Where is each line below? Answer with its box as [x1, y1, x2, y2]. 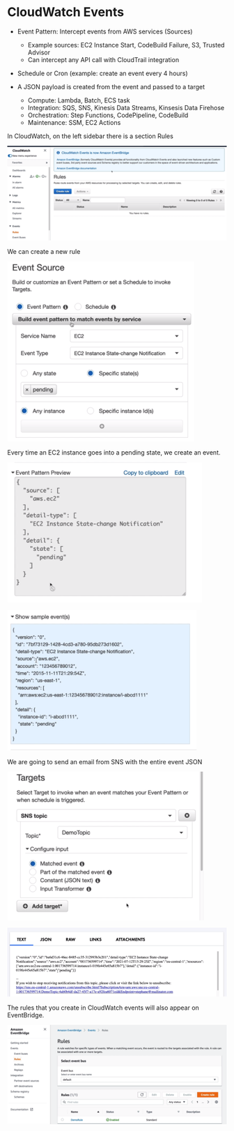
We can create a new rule [7, 247, 81, 255]
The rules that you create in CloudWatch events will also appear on [7, 1003, 200, 1012]
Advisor [27, 48, 51, 56]
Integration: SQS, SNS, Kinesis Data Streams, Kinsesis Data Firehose [27, 103, 225, 112]
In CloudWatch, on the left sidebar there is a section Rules [7, 132, 174, 140]
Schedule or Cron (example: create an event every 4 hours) [17, 69, 188, 77]
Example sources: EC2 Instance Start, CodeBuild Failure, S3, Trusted [27, 40, 225, 49]
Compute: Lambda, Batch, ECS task [27, 96, 130, 105]
